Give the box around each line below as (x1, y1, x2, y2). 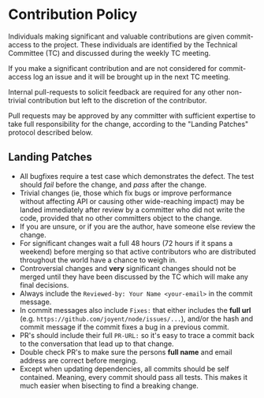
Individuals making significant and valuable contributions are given (8, 32, 225, 41)
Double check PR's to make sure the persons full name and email (19, 347, 232, 356)
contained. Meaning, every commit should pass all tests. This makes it (19, 372, 248, 381)
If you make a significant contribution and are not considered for (8, 63, 218, 73)
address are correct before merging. (19, 355, 138, 365)
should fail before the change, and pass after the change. (19, 180, 207, 189)
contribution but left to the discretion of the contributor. (27, 95, 207, 105)
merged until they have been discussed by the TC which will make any (19, 272, 248, 281)
